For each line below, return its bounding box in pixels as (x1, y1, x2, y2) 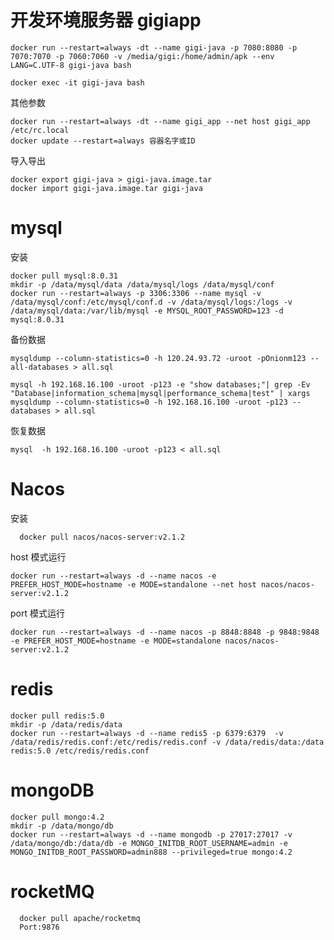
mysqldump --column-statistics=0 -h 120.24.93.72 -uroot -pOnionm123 (10, 353, 307, 363)
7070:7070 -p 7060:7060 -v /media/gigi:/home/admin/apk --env (10, 51, 275, 61)
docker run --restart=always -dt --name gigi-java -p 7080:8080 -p (10, 42, 298, 53)
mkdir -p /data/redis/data (10, 719, 123, 730)
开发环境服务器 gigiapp (10, 9, 202, 32)
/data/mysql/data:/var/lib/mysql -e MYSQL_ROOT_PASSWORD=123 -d (10, 306, 284, 316)
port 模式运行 (10, 607, 65, 619)
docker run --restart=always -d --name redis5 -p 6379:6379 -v (10, 728, 284, 738)
